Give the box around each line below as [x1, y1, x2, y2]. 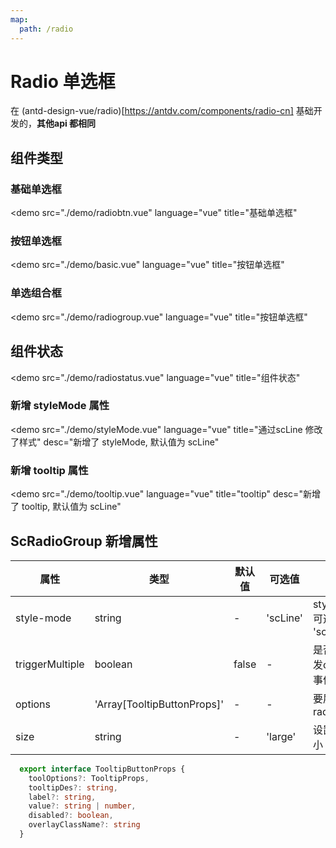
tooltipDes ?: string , [28, 782, 118, 793]
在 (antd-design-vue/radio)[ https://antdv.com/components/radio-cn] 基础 [10, 105, 314, 117]
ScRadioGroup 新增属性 [10, 532, 158, 550]
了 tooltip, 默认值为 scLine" [10, 501, 122, 513]
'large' [266, 729, 297, 743]
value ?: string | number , [28, 801, 137, 811]
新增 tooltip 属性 [10, 463, 89, 477]
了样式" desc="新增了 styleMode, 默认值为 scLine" [10, 436, 220, 448]
